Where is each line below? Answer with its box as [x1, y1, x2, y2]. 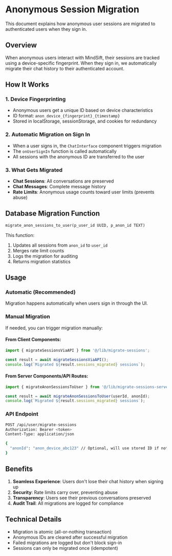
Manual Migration [5, 313, 50, 320]
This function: [5, 232, 35, 238]
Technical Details [5, 515, 62, 524]
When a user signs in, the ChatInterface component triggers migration [12, 143, 162, 149]
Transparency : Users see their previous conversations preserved [12, 494, 151, 501]
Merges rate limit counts [12, 247, 64, 253]
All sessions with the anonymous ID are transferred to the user [12, 153, 145, 160]
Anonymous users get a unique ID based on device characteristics [12, 107, 153, 113]
